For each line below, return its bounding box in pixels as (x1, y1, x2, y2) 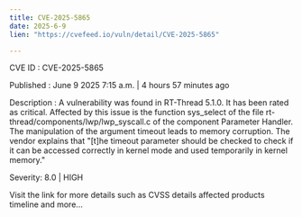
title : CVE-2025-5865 (9, 13, 91, 23)
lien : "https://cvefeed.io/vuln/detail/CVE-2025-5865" (9, 30, 220, 39)
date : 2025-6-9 (9, 22, 67, 31)
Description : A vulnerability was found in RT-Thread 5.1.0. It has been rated (9, 97, 289, 108)
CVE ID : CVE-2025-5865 (9, 62, 104, 73)
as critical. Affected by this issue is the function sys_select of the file (9, 107, 264, 118)
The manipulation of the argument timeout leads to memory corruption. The (9, 126, 290, 137)
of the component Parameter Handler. (152, 116, 294, 127)
